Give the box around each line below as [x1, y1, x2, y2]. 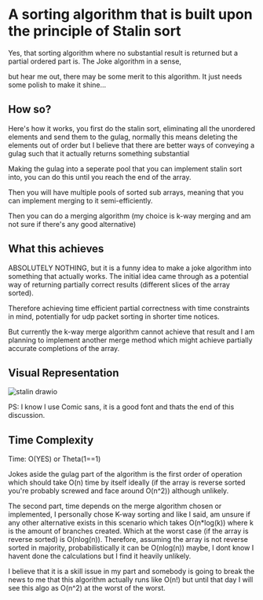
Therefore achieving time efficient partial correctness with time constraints [8, 303, 250, 313]
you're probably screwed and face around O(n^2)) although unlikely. [8, 486, 229, 496]
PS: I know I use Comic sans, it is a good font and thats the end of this [8, 402, 235, 412]
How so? [8, 103, 52, 116]
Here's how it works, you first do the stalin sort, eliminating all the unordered [8, 123, 255, 133]
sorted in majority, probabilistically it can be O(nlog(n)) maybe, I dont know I [8, 543, 254, 553]
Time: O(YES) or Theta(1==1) [8, 454, 101, 464]
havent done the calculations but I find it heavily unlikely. [8, 551, 192, 561]
